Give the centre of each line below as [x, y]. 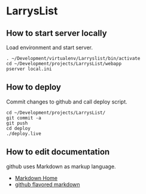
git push [17, 123]
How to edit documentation [58, 152]
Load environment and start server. [49, 47]
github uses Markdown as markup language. [61, 166]
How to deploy [34, 87]
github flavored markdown [47, 184]
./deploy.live [24, 134]
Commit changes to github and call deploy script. [67, 101]
